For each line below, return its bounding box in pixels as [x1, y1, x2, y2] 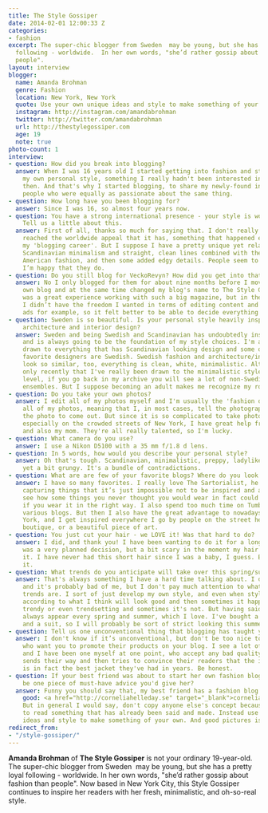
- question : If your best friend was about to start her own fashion [8, 672, 245, 680]
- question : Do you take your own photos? [8, 390, 152, 398]
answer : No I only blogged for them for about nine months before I [15, 278, 248, 287]
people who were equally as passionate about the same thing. [22, 189, 234, 198]
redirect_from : [8, 724, 59, 732]
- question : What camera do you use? [8, 434, 134, 443]
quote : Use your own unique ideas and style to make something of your [15, 101, 259, 109]
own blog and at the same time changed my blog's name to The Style [22, 286, 255, 294]
